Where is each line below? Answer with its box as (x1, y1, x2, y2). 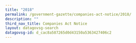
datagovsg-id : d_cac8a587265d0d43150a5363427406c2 (5, 30, 112, 35)
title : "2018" (5, 7, 35, 12)
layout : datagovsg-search (5, 26, 58, 31)
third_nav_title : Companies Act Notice (5, 21, 88, 26)
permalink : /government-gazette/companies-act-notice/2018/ (5, 12, 132, 17)
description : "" (5, 16, 39, 21)
